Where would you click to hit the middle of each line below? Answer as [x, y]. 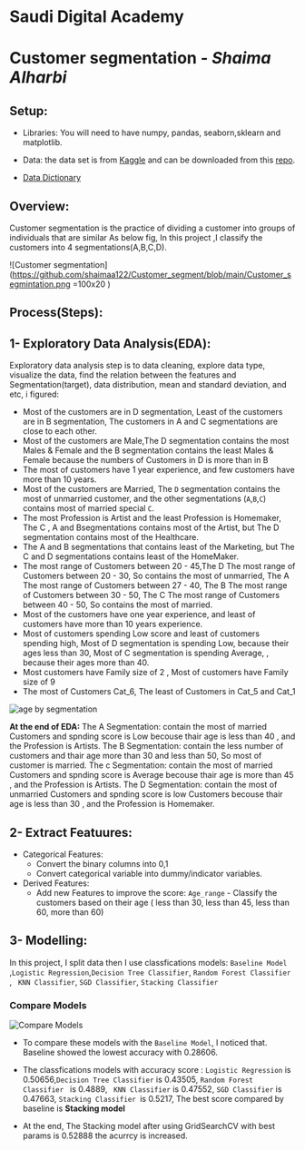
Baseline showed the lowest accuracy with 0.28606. [120, 1052]
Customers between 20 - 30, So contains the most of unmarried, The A [156, 576]
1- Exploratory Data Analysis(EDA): [110, 344]
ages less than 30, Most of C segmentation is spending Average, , [146, 653]
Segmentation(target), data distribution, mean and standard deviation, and [148, 385]
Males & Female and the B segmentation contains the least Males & [148, 450]
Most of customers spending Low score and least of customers [141, 634]
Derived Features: [56, 883]
